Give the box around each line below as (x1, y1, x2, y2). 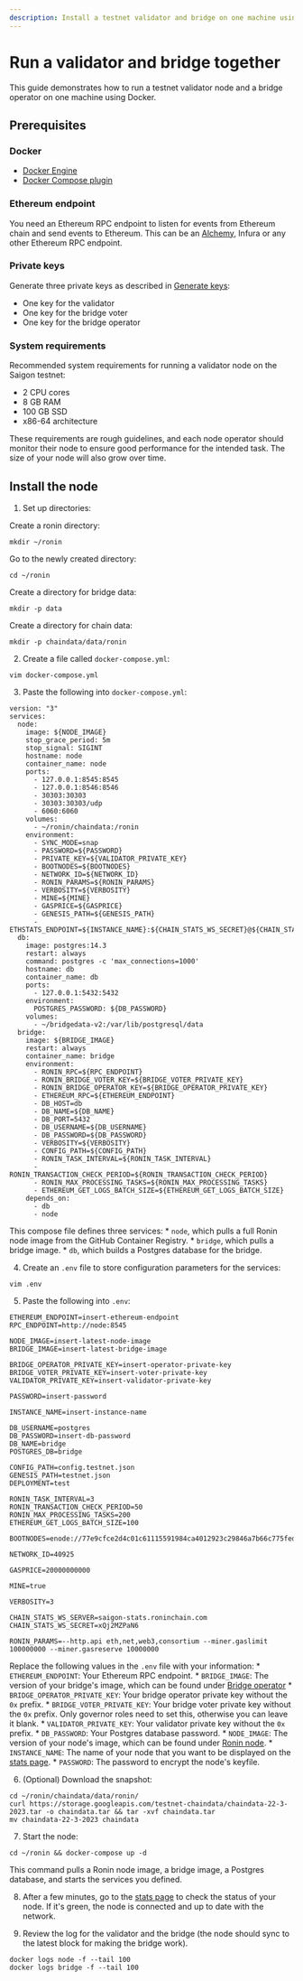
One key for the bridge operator (22, 317, 142, 328)
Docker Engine (22, 165, 78, 176)
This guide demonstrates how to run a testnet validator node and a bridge (9, 82, 283, 93)
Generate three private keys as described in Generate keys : (9, 280, 231, 291)
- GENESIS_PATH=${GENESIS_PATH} (32, 909, 155, 918)
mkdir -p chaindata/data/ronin (9, 637, 127, 646)
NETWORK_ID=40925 (9, 1549, 75, 1558)
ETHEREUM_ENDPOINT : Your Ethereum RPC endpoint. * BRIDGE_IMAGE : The (9, 1669, 269, 1680)
